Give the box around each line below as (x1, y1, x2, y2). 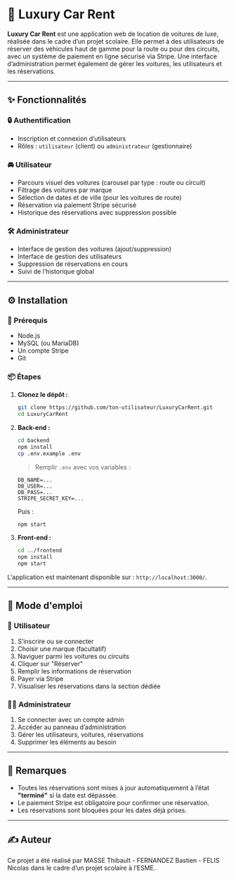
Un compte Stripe (17, 346, 69, 355)
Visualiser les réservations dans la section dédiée (17, 682, 162, 690)
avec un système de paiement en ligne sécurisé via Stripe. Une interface (7, 52, 218, 61)
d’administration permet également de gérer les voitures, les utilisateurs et (7, 59, 223, 68)
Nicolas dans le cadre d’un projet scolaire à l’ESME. (7, 864, 156, 872)
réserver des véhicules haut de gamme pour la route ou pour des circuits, (7, 44, 220, 53)
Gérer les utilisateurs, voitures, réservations (17, 731, 144, 739)
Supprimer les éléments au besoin (17, 738, 117, 747)
